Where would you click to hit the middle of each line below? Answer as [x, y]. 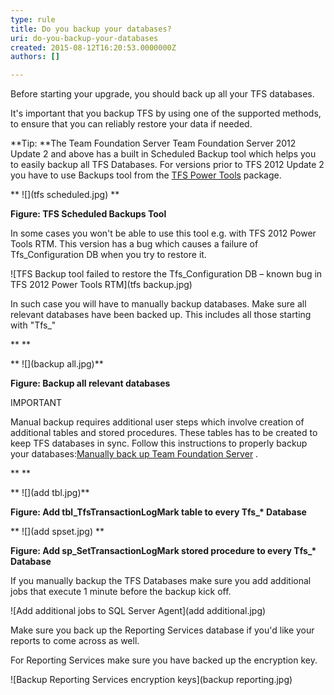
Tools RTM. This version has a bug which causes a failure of [134, 244]
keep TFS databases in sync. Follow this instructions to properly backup [159, 443]
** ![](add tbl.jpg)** [50, 493]
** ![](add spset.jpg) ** [57, 532]
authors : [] [35, 57]
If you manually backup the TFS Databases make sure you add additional [161, 581]
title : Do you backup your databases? [91, 29]
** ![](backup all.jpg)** [57, 364]
